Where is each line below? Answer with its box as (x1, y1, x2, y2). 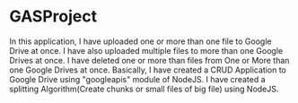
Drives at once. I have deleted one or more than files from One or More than (9, 55, 290, 65)
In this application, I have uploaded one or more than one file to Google (9, 36, 272, 47)
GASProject (9, 6, 97, 27)
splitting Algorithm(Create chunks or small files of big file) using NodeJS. (9, 83, 279, 94)
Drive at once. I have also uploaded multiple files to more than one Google (9, 45, 284, 56)
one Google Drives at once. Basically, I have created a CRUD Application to (9, 64, 287, 75)
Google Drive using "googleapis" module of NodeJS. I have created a (9, 73, 267, 84)
